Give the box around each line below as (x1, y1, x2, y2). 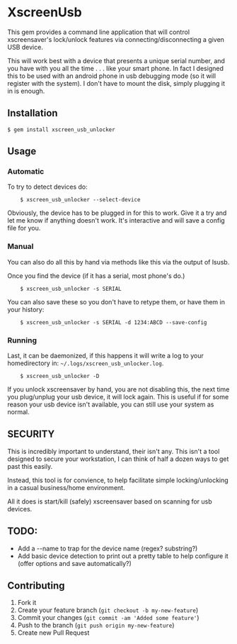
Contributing (7, 579, 65, 592)
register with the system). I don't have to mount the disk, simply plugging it (7, 79, 225, 87)
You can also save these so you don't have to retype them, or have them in (7, 297, 225, 306)
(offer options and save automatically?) (17, 559, 132, 567)
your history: (7, 305, 45, 313)
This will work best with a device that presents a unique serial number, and (7, 56, 225, 65)
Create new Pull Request (17, 628, 90, 637)
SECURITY (7, 428, 55, 440)
